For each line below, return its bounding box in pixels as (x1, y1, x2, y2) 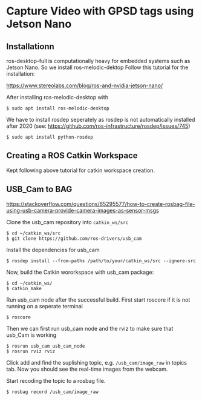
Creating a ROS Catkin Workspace (6, 150, 138, 161)
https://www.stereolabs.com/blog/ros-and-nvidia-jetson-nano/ (6, 82, 163, 89)
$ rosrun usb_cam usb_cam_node (6, 343, 85, 349)
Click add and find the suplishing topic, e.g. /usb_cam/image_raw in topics (6, 359, 187, 366)
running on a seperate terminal (6, 302, 83, 310)
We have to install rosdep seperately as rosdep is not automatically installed (6, 116, 195, 123)
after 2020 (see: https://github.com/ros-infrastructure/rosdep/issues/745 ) (6, 122, 191, 130)
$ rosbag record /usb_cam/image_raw (6, 389, 99, 395)
